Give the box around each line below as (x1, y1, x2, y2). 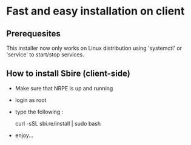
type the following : (15, 108, 64, 115)
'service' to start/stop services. (6, 51, 84, 58)
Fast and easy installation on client (6, 4, 185, 18)
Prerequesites (6, 29, 61, 39)
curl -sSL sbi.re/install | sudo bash (15, 120, 101, 127)
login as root (15, 96, 47, 104)
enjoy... (15, 132, 34, 139)
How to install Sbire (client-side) (6, 69, 130, 79)
